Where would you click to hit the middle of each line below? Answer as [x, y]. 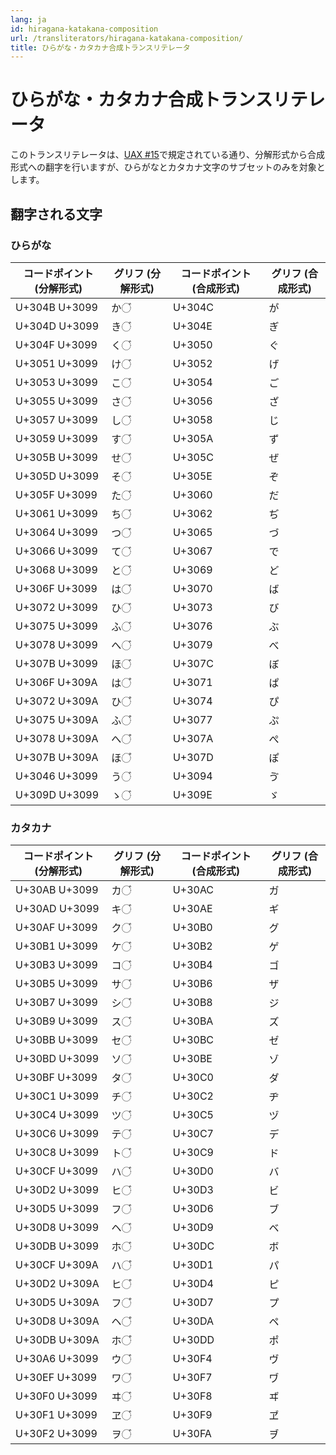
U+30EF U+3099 [56, 1378]
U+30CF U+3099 [57, 1171]
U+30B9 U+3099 [56, 1021]
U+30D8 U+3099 [57, 1228]
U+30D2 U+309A [57, 1284]
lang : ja [28, 19]
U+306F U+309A [56, 682]
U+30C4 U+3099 [57, 1115]
